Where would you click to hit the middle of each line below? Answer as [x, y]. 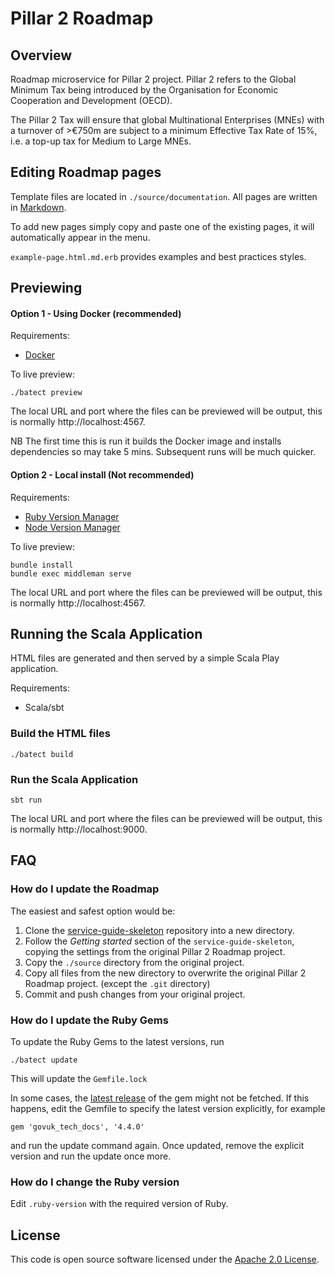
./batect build [42, 754]
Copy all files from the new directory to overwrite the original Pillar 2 [165, 973]
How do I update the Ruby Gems [89, 1020]
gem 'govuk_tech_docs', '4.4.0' [77, 1127]
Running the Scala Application [106, 634]
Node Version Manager [72, 527]
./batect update [44, 1060]
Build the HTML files [60, 734]
